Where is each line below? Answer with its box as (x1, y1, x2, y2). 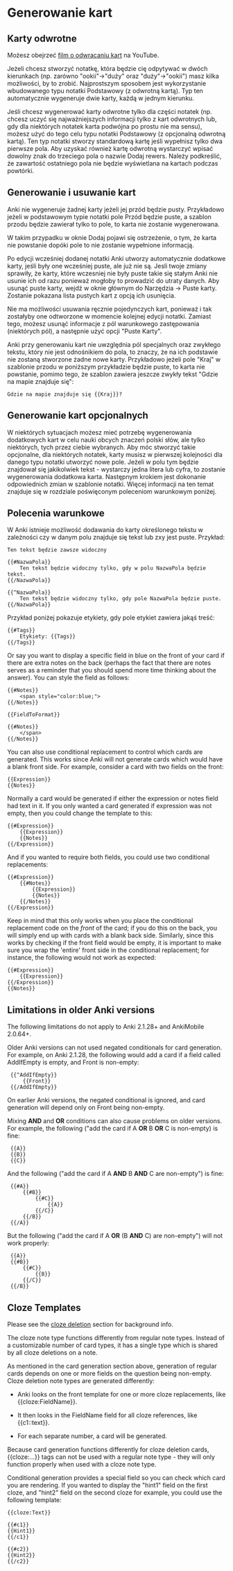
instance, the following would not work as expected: (7, 953, 156, 962)
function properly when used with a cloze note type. (7, 1460, 157, 1469)
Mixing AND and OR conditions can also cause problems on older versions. (7, 1117, 223, 1125)
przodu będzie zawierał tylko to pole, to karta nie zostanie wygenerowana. (7, 220, 220, 228)
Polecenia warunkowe (7, 508, 105, 519)
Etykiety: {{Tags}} (19, 633, 76, 641)
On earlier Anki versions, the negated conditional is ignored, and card (7, 1096, 206, 1104)
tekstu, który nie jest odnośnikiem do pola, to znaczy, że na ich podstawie (7, 348, 218, 356)
